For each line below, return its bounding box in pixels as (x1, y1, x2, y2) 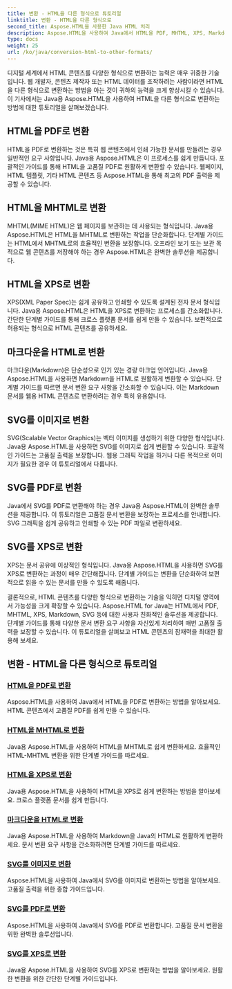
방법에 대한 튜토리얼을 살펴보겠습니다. (7, 103, 109, 111)
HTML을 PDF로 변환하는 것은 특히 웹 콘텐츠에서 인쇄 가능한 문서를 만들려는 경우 (7, 145, 222, 153)
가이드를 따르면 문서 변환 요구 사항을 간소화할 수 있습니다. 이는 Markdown (19, 383, 220, 392)
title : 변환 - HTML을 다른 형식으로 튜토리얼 (7, 10, 122, 17)
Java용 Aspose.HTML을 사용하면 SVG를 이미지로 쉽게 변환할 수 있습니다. (7, 442, 206, 451)
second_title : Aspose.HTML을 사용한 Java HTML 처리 (7, 23, 151, 30)
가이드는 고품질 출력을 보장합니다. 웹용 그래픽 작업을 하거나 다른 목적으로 (14, 451, 210, 459)
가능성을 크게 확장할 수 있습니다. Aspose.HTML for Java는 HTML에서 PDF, (14, 601, 219, 610)
